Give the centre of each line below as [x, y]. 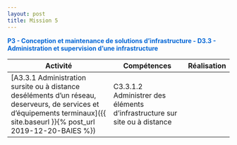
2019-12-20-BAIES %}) [54, 130]
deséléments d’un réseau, [54, 95]
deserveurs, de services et [55, 104]
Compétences [147, 66]
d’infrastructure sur [145, 112]
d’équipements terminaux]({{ [59, 112]
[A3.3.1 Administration [49, 77]
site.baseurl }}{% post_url [53, 122]
